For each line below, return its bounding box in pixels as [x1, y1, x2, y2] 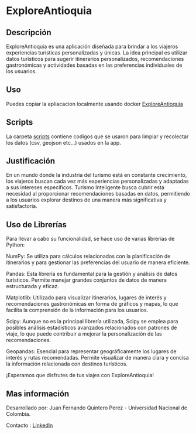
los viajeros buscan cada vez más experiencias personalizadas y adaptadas [6, 177, 189, 185]
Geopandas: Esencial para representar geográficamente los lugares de [6, 348, 177, 355]
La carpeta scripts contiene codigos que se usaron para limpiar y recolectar [6, 133, 189, 140]
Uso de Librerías [6, 220, 67, 230]
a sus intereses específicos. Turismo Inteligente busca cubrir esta [6, 184, 165, 191]
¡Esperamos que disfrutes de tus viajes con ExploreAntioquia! [6, 372, 154, 379]
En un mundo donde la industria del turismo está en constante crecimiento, [6, 172, 187, 179]
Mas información [6, 388, 70, 399]
